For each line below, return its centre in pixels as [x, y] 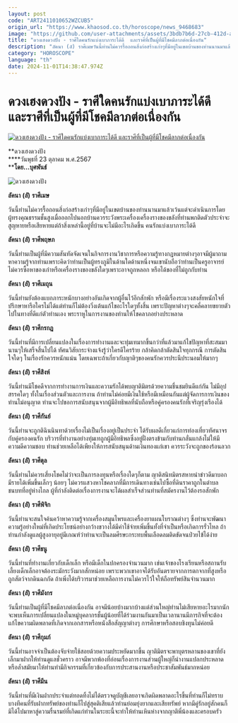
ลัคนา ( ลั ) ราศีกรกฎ [31, 328]
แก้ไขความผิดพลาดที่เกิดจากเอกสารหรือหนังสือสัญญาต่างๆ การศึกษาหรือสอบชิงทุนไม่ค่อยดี [111, 623]
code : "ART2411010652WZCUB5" [51, 20]
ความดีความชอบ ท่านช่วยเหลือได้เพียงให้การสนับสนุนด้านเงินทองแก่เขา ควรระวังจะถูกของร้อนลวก [119, 446]
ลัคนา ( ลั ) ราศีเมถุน [30, 283]
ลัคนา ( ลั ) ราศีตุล [28, 460]
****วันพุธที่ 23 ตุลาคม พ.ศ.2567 [49, 159]
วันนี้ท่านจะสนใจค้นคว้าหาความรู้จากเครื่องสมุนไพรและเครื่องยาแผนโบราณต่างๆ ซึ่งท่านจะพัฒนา [117, 518]
